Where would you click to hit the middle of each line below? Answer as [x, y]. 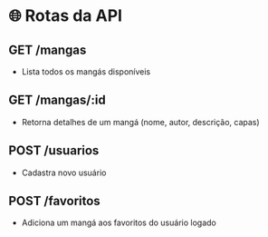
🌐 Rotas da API [66, 16]
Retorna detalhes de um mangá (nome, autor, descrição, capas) [140, 122]
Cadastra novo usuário [64, 173]
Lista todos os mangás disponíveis [86, 72]
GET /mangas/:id [57, 100]
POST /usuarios [54, 151]
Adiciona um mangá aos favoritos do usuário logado [119, 222]
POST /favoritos [54, 201]
